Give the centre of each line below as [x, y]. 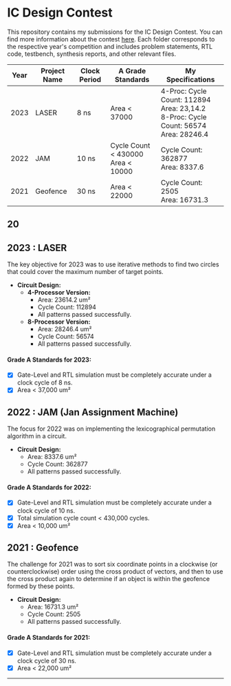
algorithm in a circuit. [37, 436]
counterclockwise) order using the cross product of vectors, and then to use [115, 571]
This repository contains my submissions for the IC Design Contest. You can [115, 32]
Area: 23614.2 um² [64, 300]
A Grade [132, 70]
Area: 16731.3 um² [53, 607]
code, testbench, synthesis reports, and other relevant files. [92, 54]
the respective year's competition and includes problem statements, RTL [110, 46]
